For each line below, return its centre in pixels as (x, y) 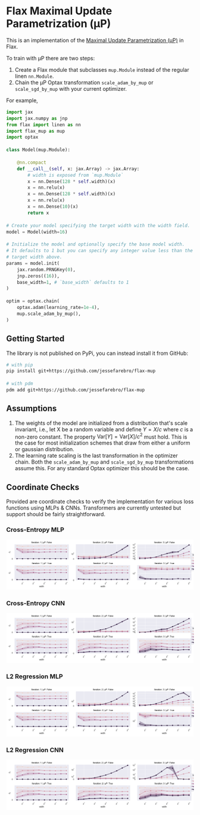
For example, (22, 100)
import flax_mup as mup (36, 131)
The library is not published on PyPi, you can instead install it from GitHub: (97, 353)
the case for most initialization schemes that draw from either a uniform (102, 443)
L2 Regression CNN (35, 750)
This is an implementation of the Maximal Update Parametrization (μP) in (95, 40)
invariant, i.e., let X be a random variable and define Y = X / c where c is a (104, 429)
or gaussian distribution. (44, 449)
